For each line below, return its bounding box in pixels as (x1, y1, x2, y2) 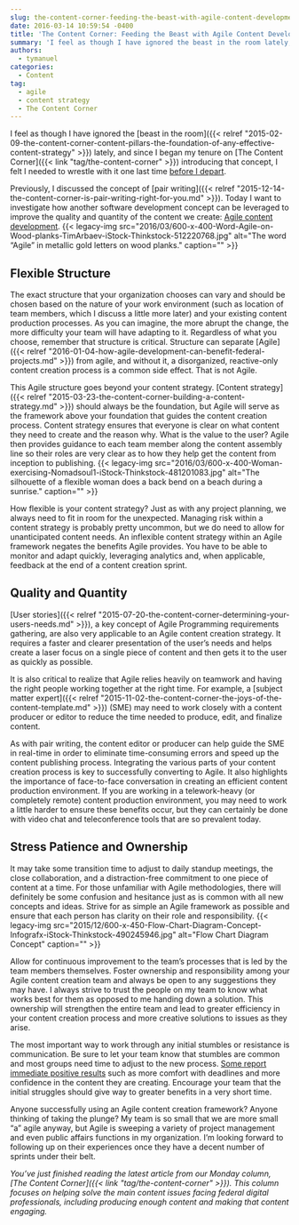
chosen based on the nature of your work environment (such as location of (10, 299, 284, 309)
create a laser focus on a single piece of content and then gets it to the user (10, 646, 287, 658)
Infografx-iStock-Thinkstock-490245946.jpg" (10, 929, 177, 940)
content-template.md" (10, 701, 91, 712)
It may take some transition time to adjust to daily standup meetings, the (10, 863, 273, 874)
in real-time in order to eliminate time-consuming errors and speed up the (10, 748, 279, 758)
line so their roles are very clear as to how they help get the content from (10, 448, 277, 459)
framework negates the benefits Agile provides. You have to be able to (10, 541, 268, 552)
